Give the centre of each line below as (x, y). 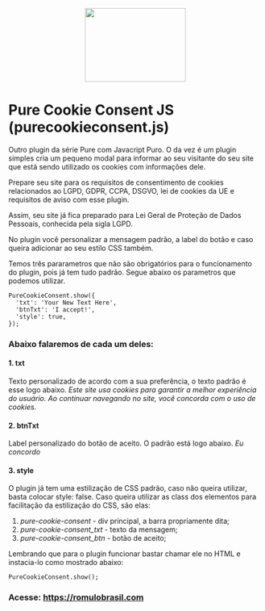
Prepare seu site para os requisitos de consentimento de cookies (116, 182)
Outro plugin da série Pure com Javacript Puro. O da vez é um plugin (122, 149)
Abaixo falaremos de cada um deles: (81, 344)
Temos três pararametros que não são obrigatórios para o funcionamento (130, 263)
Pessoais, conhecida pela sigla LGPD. (70, 224)
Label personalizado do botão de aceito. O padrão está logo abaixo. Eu (126, 443)
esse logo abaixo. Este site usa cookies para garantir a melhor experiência (132, 390)
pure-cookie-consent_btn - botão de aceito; (93, 538)
